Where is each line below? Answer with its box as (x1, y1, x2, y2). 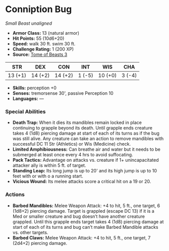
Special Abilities (5, 108, 46, 115)
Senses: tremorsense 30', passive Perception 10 (12, 90, 114, 96)
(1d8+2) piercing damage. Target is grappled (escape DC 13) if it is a (12, 208, 155, 214)
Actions (5, 191, 25, 198)
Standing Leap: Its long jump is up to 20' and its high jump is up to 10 (12, 168, 157, 174)
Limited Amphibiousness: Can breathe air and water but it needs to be (12, 146, 160, 152)
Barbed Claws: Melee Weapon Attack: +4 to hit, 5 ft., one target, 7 (12, 234, 151, 240)
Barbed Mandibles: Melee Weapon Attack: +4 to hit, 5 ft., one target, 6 (12, 203, 160, 209)
